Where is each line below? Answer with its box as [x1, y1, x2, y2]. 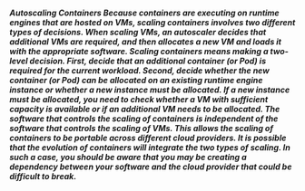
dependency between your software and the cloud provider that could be [9, 161, 292, 172]
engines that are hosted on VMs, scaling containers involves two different [9, 16, 296, 27]
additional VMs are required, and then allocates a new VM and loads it [9, 36, 282, 47]
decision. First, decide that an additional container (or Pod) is [29, 55, 266, 66]
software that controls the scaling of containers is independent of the [9, 113, 279, 124]
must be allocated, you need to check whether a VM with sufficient [9, 93, 269, 104]
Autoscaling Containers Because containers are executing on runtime [9, 7, 280, 18]
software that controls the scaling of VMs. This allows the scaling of [9, 122, 274, 133]
